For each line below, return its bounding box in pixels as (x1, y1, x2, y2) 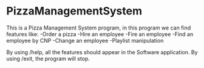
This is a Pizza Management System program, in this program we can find (6, 24, 191, 31)
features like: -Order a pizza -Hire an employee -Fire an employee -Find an (6, 30, 194, 37)
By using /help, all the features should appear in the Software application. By (6, 48, 199, 55)
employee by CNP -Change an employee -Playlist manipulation (6, 37, 164, 44)
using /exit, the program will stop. (6, 55, 90, 62)
